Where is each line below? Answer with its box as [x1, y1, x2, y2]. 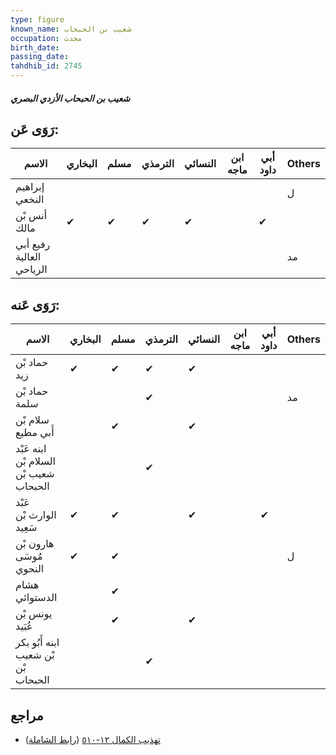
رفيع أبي [15, 237, 51, 251]
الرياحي [15, 262, 48, 276]
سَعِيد [15, 521, 38, 535]
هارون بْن [15, 537, 55, 551]
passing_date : [10, 52, 70, 62]
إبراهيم [15, 180, 45, 194]
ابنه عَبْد [15, 442, 47, 456]
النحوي [15, 562, 45, 576]
